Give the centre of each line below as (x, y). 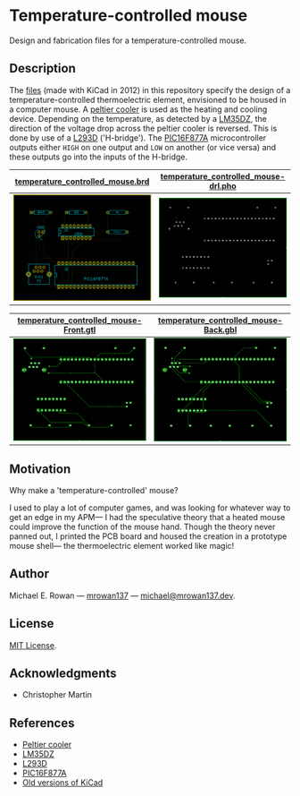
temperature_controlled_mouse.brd (82, 181)
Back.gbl (221, 330)
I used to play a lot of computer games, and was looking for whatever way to (150, 508)
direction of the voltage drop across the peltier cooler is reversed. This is (143, 128)
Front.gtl (80, 330)
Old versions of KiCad (62, 783)
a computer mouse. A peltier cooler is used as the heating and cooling (138, 109)
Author (29, 574)
